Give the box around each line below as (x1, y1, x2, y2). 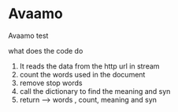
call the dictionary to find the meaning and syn (19, 86, 171, 95)
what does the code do (8, 46, 83, 55)
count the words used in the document (19, 69, 146, 79)
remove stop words (19, 78, 83, 88)
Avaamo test (8, 31, 49, 40)
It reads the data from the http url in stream (19, 61, 160, 71)
